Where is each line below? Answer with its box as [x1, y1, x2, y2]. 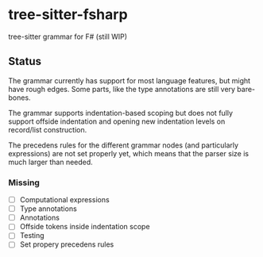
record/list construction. [8, 125, 87, 134]
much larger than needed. [8, 157, 93, 167]
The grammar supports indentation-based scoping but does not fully [8, 108, 233, 117]
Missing [8, 177, 40, 188]
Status [8, 55, 42, 68]
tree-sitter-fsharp [8, 6, 129, 24]
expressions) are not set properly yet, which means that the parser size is [8, 148, 249, 158]
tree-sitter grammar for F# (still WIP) [8, 32, 128, 41]
